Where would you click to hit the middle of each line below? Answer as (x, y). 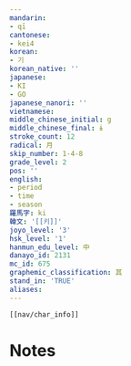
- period (26, 188)
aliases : (26, 289)
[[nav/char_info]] (44, 314)
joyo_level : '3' (40, 230)
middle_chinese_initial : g (60, 120)
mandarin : (28, 18)
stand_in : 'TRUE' (42, 281)
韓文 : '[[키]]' (36, 221)
